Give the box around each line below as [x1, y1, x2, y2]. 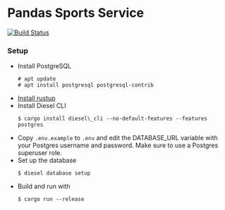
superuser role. [17, 149, 62, 157]
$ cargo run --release [17, 196, 85, 203]
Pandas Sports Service [7, 5, 145, 21]
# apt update [17, 75, 56, 82]
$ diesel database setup [17, 170, 91, 177]
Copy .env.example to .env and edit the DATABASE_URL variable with [17, 134, 218, 142]
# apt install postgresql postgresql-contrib [17, 82, 154, 89]
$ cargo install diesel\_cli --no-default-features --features [17, 115, 208, 123]
